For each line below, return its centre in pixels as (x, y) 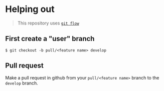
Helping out (30, 9)
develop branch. (22, 83)
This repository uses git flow (48, 23)
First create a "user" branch (50, 39)
